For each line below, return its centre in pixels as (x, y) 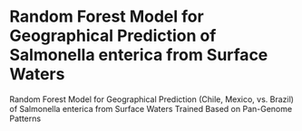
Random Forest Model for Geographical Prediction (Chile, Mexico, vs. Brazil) (152, 99)
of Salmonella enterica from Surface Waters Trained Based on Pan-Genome (151, 108)
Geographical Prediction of (113, 36)
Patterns (25, 118)
